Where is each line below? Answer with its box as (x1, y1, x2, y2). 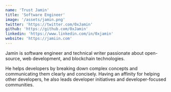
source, (5, 55, 22, 61)
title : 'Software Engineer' (5, 12, 66, 17)
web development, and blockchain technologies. (22, 55, 125, 61)
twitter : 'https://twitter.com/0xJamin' (5, 21, 93, 27)
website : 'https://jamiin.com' (5, 36, 72, 41)
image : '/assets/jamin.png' (5, 17, 66, 22)
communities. (5, 81, 34, 87)
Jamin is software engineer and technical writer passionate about (5, 50, 144, 56)
